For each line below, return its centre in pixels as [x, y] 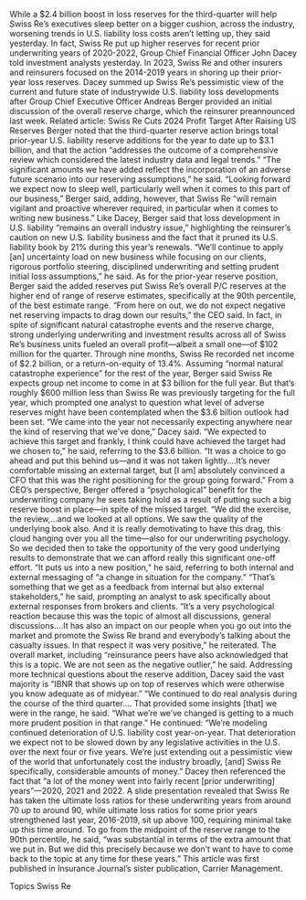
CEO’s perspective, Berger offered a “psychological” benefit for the [136, 490]
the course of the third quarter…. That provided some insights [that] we [143, 703]
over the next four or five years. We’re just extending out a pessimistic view [151, 752]
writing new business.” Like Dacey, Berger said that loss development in [145, 218]
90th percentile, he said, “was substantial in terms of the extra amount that [150, 839]
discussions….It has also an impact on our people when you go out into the [151, 625]
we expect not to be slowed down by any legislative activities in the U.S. [145, 742]
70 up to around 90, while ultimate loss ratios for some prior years [133, 810]
